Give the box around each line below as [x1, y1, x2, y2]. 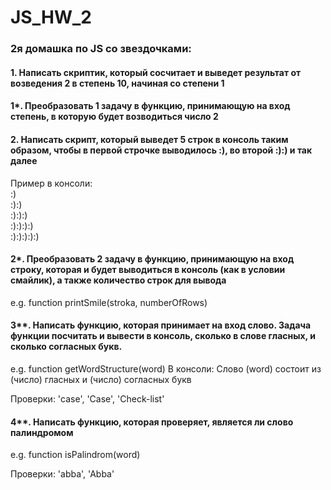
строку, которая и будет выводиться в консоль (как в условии [10, 264, 286, 276]
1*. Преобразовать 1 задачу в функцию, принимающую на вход [10, 100, 291, 112]
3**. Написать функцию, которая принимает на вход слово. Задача [10, 319, 312, 331]
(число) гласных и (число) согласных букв [10, 373, 192, 385]
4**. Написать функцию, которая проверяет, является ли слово [10, 416, 294, 428]
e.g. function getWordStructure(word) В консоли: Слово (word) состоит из [10, 362, 322, 375]
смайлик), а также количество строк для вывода [10, 274, 227, 286]
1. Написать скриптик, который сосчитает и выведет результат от [10, 66, 302, 78]
